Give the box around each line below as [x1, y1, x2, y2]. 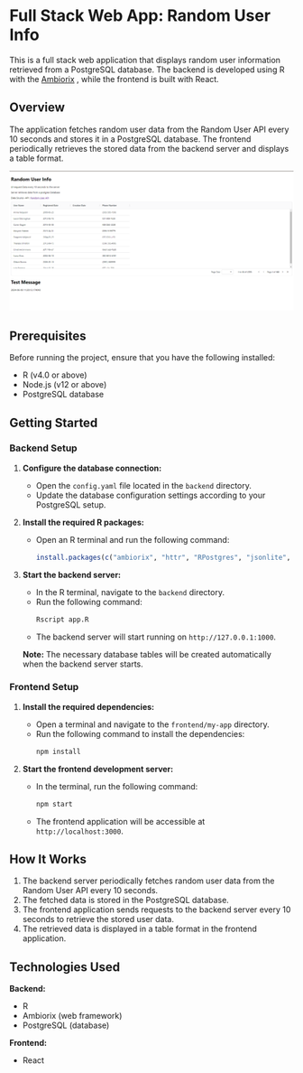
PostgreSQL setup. [35, 499, 106, 510]
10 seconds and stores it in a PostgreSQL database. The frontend [9, 133, 252, 145]
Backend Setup [9, 442, 78, 454]
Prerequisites [9, 328, 87, 343]
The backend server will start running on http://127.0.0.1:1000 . [35, 631, 277, 642]
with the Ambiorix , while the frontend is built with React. [9, 73, 219, 84]
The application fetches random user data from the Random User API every [9, 124, 289, 135]
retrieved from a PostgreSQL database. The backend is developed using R [9, 64, 285, 75]
